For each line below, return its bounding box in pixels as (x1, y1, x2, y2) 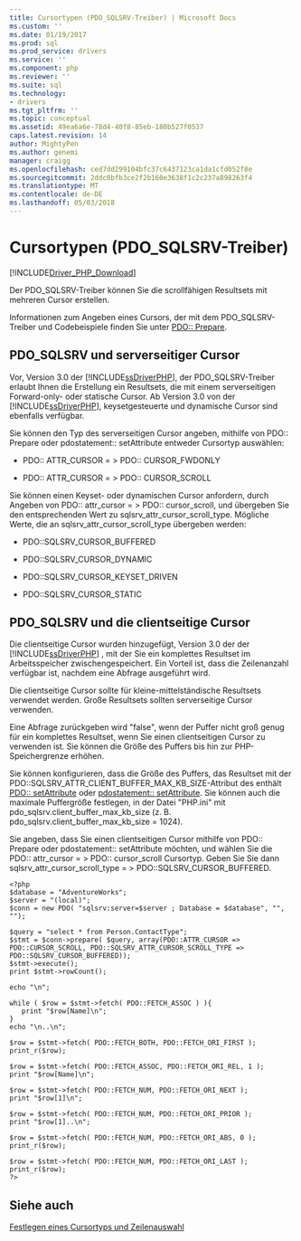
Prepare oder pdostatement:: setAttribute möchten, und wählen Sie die (9, 843, 273, 855)
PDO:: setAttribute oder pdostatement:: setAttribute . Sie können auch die (9, 788, 280, 799)
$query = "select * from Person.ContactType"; (9, 928, 188, 937)
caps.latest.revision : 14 (9, 131, 107, 140)
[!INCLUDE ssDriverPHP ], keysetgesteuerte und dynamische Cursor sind (9, 400, 278, 412)
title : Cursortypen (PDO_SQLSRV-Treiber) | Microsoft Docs (9, 13, 237, 23)
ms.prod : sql (9, 38, 59, 48)
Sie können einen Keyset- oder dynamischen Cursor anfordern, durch (9, 489, 269, 500)
